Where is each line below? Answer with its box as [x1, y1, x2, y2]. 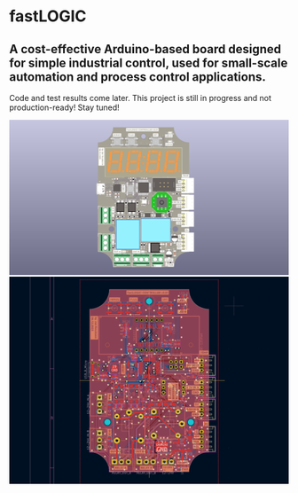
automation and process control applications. [9, 69, 266, 84]
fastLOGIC [9, 6, 87, 27]
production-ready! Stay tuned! [9, 102, 120, 113]
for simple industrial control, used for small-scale [9, 55, 288, 70]
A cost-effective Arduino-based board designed [9, 42, 282, 57]
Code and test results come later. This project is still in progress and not [9, 93, 272, 103]
